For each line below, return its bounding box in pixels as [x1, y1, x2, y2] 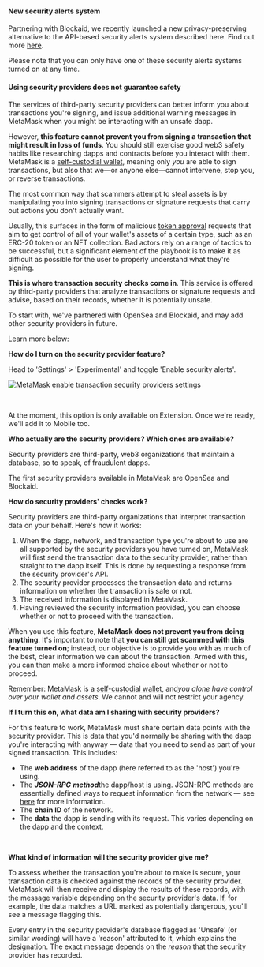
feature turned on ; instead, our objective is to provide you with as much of [8, 643, 251, 653]
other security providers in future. [8, 319, 118, 328]
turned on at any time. [8, 64, 80, 74]
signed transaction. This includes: [8, 748, 118, 758]
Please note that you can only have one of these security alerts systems [8, 56, 243, 66]
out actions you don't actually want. [8, 206, 125, 216]
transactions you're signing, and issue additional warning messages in [8, 108, 236, 118]
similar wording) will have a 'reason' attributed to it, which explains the [8, 934, 237, 943]
